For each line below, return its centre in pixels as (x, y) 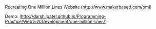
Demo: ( (13, 16)
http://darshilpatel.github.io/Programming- (64, 16)
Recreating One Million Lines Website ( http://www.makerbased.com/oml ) (78, 7)
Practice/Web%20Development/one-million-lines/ (55, 22)
